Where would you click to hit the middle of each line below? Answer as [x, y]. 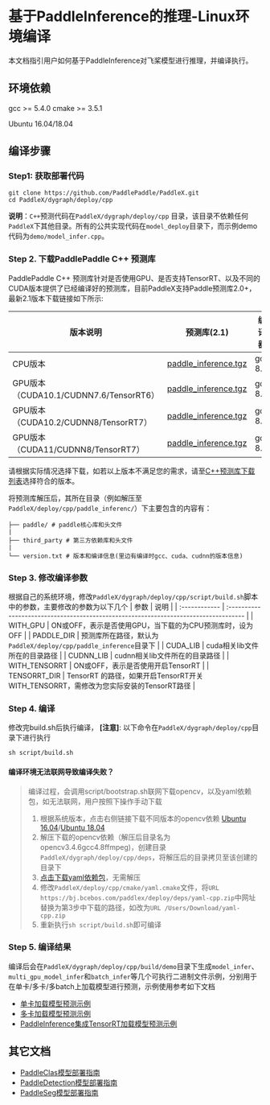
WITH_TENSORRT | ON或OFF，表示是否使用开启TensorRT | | [109, 666]
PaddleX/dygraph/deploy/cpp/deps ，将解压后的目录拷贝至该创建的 [149, 857]
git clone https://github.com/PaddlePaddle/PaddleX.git [104, 193]
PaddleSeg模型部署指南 [59, 1092]
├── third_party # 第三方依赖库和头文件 [71, 540]
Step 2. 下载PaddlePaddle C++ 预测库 [82, 259]
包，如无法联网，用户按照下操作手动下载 [95, 801]
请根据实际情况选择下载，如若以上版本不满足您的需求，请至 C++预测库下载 [132, 471]
